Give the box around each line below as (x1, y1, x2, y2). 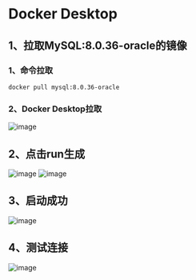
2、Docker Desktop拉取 (8, 103, 102, 114)
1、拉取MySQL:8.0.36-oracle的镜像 (8, 38, 188, 52)
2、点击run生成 (8, 147, 86, 161)
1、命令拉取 (8, 65, 54, 76)
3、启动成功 (8, 194, 68, 208)
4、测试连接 (8, 241, 69, 254)
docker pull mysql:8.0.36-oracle (8, 83, 120, 91)
